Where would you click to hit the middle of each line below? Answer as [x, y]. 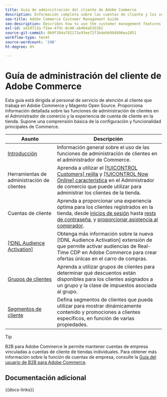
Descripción [108, 139]
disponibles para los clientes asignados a [105, 279]
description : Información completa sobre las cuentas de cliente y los [81, 14]
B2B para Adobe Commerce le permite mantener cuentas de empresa [77, 346]
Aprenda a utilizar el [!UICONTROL [97, 168]
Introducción [22, 153]
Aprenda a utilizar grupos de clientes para [106, 267]
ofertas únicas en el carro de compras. [102, 258]
